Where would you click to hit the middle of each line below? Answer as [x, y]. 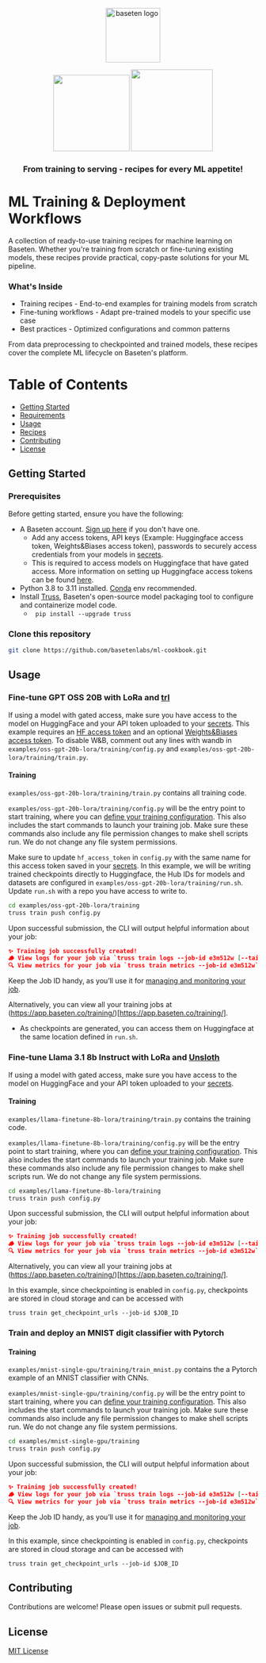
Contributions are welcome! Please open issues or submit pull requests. [125, 1607]
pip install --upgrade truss [84, 614]
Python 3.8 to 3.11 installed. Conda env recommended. [108, 588]
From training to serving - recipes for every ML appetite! [133, 169]
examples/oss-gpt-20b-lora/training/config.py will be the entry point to [127, 808]
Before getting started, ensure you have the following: [96, 513]
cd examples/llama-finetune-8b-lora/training [84, 1191]
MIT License [28, 1651]
